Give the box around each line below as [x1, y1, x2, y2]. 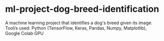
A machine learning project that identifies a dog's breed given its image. [5, 20, 153, 26]
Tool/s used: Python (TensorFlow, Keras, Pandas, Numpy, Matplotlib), [5, 25, 147, 31]
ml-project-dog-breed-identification [5, 3, 160, 15]
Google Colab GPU [5, 30, 44, 36]
